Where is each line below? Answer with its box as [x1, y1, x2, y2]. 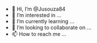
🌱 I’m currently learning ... [11, 18, 75, 24]
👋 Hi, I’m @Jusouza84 [11, 6, 66, 12]
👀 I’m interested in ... [11, 12, 62, 19]
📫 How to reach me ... [11, 31, 66, 37]
